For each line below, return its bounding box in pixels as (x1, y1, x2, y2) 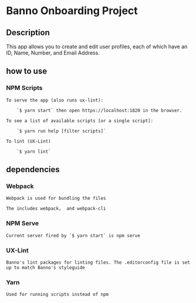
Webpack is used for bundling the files (6, 196, 107, 201)
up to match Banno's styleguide (6, 264, 85, 271)
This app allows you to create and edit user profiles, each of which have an (6, 43, 188, 50)
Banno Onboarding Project (6, 4, 138, 18)
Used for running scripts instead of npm (6, 292, 109, 298)
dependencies (6, 164, 60, 174)
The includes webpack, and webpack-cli (6, 206, 107, 212)
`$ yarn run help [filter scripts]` (16, 128, 107, 134)
